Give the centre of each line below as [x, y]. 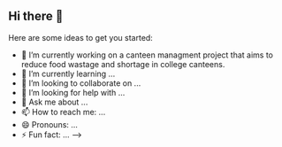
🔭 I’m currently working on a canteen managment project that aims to [147, 55]
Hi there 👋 [36, 16]
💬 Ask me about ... [54, 102]
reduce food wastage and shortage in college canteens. [123, 64]
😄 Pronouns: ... [50, 124]
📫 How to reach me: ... [63, 112]
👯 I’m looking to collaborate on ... [81, 83]
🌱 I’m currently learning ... [68, 73]
